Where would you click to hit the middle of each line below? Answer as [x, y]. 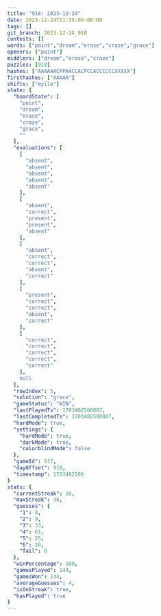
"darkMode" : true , [46, 442]
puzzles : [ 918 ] [29, 65]
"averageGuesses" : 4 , [44, 583]
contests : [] [26, 39]
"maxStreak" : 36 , [38, 500]
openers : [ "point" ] [35, 52]
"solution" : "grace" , [44, 397]
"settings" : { [33, 429]
